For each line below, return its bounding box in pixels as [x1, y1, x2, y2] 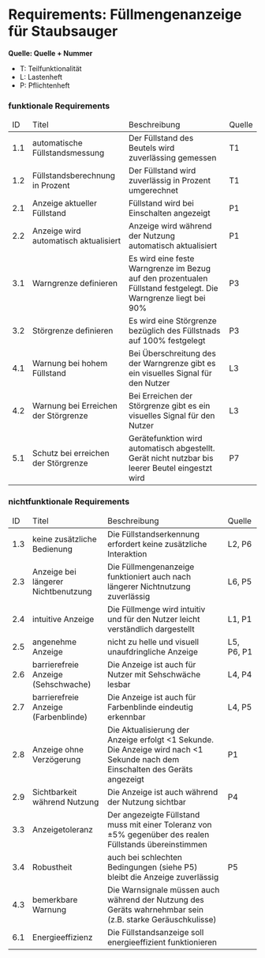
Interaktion [107, 548, 147, 559]
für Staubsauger [8, 22, 118, 40]
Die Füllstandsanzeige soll [107, 926, 204, 937]
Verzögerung [32, 753, 81, 764]
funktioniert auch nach [107, 571, 192, 582]
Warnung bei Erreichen [32, 401, 118, 412]
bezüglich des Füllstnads [129, 326, 221, 337]
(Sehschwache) [32, 678, 91, 689]
